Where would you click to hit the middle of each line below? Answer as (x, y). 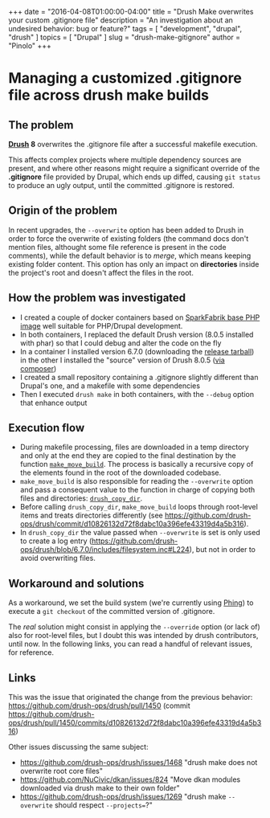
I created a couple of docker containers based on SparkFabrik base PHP (140, 317)
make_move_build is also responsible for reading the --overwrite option (137, 481)
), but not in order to (222, 550)
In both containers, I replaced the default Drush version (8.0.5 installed (137, 334)
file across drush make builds (109, 95)
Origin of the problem (63, 211)
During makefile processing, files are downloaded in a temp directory (134, 447)
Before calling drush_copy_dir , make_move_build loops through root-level (139, 507)
